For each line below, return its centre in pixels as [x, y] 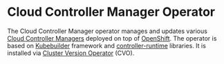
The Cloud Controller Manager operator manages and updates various [107, 31]
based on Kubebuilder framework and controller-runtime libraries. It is [106, 45]
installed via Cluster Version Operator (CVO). [71, 53]
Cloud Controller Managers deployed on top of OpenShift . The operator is [112, 38]
